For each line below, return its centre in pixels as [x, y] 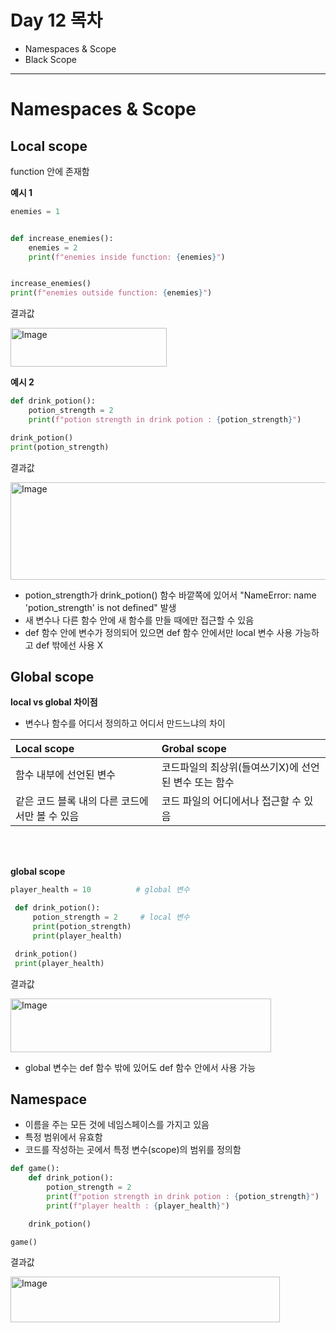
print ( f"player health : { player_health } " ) [138, 1206]
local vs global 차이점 [54, 702]
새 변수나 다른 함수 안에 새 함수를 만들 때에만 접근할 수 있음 [139, 620]
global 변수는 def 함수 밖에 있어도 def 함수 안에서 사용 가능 [140, 1067]
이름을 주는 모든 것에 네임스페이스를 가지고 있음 [117, 1125]
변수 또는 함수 [204, 783]
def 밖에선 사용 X [69, 645]
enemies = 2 [53, 247]
